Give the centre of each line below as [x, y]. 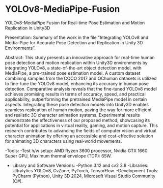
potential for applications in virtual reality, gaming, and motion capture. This [81, 125]
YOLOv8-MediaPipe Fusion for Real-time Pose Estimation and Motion [75, 23]
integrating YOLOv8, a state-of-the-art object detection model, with [73, 68]
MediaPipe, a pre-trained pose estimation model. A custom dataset [73, 73]
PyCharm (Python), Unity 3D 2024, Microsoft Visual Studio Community [84, 176]
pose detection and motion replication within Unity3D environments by [76, 63]
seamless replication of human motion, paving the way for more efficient [79, 110]
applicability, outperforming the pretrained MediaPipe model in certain [76, 99]
